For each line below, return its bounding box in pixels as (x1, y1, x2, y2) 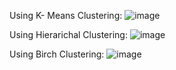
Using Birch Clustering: (9, 48, 105, 60)
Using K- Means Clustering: (9, 10, 123, 21)
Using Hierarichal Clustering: (9, 29, 128, 40)
